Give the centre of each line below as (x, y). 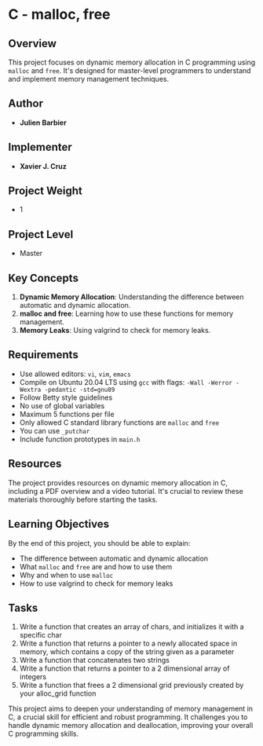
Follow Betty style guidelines (66, 397)
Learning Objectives (59, 524)
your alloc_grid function (58, 693)
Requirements (43, 355)
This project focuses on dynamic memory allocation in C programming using (132, 62)
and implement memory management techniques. (89, 79)
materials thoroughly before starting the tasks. (83, 499)
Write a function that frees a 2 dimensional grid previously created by (131, 686)
